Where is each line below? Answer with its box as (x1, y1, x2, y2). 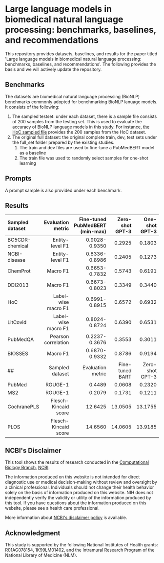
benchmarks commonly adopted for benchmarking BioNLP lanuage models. (5, 99, 158, 105)
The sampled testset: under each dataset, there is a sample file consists (12, 113, 157, 119)
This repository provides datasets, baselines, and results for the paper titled (5, 50, 158, 57)
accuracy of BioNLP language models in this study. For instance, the (12, 124, 150, 130)
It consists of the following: (5, 104, 60, 110)
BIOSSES (7, 350, 28, 357)
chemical (7, 243, 28, 249)
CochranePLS (7, 404, 40, 410)
